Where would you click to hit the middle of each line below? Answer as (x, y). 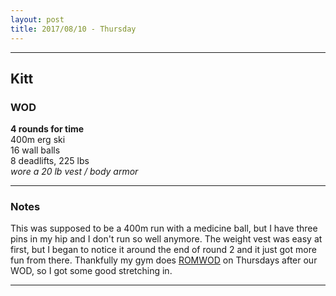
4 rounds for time (47, 129)
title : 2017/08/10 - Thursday (73, 29)
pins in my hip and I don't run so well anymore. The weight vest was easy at (166, 239)
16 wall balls (35, 150)
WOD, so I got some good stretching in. (91, 271)
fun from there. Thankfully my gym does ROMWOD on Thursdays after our (164, 260)
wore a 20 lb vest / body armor (74, 172)
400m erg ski (38, 140)
